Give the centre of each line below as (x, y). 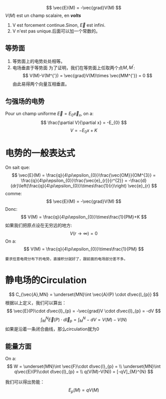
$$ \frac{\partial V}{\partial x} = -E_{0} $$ (84, 123)
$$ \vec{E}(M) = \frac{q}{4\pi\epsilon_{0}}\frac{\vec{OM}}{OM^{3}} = (84, 175)
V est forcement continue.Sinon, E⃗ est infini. (59, 25)
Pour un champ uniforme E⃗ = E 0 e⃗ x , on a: (49, 114)
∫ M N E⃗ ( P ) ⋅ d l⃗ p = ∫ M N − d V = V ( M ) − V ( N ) (84, 320)
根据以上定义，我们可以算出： (36, 303)
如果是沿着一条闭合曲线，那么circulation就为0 (52, 329)
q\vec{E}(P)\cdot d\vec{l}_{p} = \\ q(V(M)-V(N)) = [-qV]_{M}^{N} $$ (84, 372)
